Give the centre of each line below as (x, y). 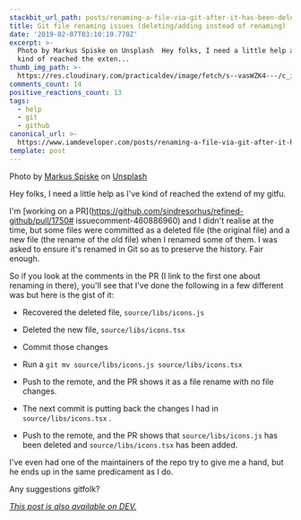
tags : (19, 101)
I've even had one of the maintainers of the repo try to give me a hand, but (146, 462)
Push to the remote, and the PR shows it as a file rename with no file (148, 381)
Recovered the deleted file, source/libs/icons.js (113, 312)
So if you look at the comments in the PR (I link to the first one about (135, 276)
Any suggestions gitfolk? (55, 489)
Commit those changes (65, 346)
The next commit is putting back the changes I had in (120, 408)
